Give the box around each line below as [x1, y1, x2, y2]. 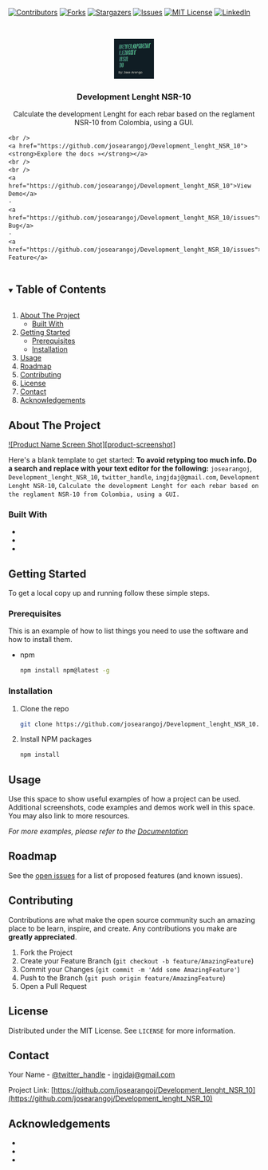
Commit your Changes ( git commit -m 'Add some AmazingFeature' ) [19, 964, 241, 974]
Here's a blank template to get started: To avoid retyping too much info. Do [8, 455, 258, 464]
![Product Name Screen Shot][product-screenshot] [8, 439, 176, 449]
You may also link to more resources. [8, 811, 130, 821]
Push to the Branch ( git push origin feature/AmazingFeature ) [19, 973, 226, 983]
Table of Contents [15, 282, 106, 296]
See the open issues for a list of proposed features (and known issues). [8, 870, 243, 880]
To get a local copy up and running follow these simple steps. [8, 589, 210, 598]
